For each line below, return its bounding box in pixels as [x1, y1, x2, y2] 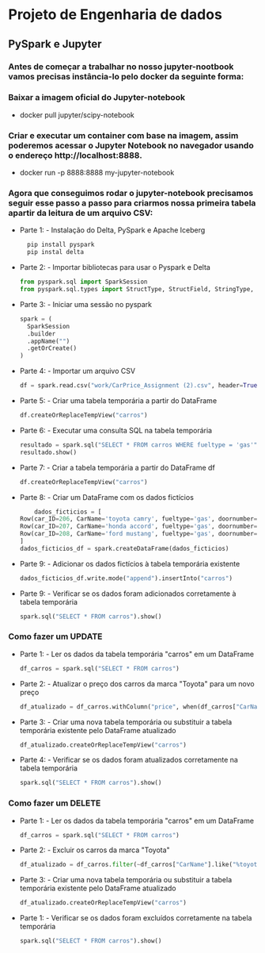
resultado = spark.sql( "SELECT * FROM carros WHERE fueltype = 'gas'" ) [19, 440, 261, 449]
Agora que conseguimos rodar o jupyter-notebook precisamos [8, 188, 254, 199]
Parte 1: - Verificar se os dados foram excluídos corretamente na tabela [19, 913, 252, 923]
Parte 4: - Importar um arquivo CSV [19, 367, 136, 376]
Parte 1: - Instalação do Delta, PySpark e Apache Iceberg [19, 225, 206, 235]
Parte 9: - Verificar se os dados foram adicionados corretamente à [19, 589, 237, 598]
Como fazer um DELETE [8, 797, 101, 809]
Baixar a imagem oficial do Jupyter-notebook [8, 92, 186, 103]
